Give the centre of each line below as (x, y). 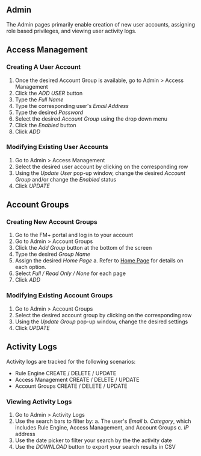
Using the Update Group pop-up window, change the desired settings (101, 321)
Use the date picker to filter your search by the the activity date (94, 440)
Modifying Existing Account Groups (60, 296)
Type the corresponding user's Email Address (72, 106)
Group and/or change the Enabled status (65, 179)
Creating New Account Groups (52, 222)
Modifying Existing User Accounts (57, 147)
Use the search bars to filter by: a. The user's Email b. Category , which (103, 421)
